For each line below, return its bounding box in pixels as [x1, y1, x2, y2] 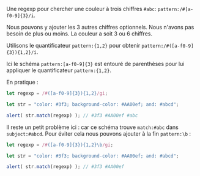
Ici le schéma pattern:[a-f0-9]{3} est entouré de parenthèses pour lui [6, 61, 185, 67]
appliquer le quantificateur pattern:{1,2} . [6, 67, 112, 74]
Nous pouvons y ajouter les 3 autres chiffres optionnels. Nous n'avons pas [6, 24, 194, 31]
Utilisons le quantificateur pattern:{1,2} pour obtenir [6, 42, 141, 49]
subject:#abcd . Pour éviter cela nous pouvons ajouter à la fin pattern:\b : [6, 130, 191, 137]
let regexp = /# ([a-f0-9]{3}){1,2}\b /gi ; [6, 142, 114, 148]
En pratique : [6, 79, 39, 86]
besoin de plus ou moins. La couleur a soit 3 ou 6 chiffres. [6, 30, 153, 37]
